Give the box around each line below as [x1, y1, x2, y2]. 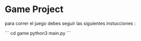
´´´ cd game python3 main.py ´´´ [5, 30, 71, 36]
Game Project [5, 4, 64, 15]
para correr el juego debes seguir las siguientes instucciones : [5, 20, 136, 26]
